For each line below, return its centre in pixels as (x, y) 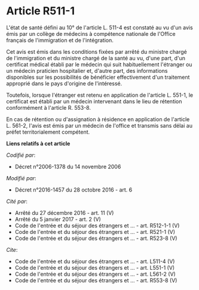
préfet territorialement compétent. (48, 132)
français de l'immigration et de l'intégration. (60, 40)
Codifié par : (21, 155)
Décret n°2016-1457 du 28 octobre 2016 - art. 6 (74, 190)
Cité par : (17, 201)
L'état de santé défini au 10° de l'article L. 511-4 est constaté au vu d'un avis (99, 27)
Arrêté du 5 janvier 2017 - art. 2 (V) (58, 219)
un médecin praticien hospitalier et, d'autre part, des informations (87, 70)
